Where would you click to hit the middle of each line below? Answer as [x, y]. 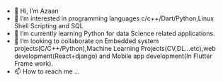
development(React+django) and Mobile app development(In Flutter [113, 56]
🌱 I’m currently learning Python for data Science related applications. [114, 33]
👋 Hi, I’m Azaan [36, 11]
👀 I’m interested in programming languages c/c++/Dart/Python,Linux [114, 18]
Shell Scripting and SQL [48, 26]
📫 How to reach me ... [47, 71]
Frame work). [34, 63]
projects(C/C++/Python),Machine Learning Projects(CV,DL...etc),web [115, 48]
